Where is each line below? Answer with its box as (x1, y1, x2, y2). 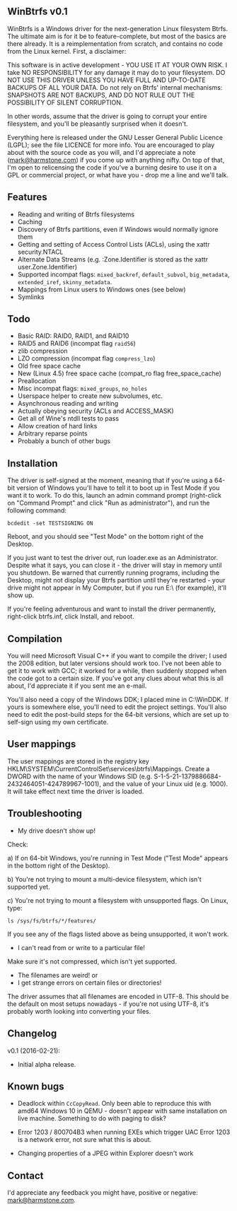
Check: (7, 840, 28, 848)
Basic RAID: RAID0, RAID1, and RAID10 (17, 332, 129, 340)
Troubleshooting (7, 807, 83, 819)
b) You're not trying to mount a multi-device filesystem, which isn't (7, 874, 202, 883)
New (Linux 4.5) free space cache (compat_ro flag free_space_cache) (17, 369, 221, 378)
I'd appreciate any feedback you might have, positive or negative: (7, 1188, 198, 1197)
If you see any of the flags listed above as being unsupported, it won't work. (7, 930, 229, 938)
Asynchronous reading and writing (17, 399, 119, 408)
